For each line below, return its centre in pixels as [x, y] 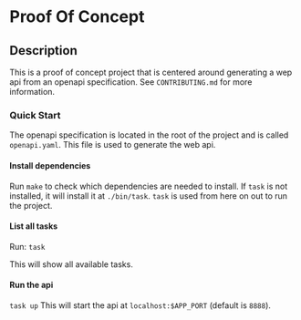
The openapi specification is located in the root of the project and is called [149, 135]
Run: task [27, 246]
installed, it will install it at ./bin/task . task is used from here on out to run [149, 196]
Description [43, 51]
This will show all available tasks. [72, 264]
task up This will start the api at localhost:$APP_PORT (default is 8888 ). [140, 305]
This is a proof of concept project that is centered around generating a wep [151, 72]
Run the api [31, 285]
